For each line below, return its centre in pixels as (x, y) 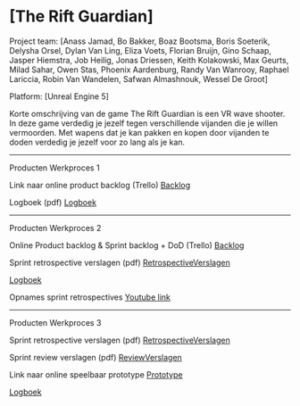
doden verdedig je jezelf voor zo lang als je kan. (97, 142)
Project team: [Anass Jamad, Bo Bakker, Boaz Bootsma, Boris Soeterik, (140, 41)
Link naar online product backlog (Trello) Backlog (100, 185)
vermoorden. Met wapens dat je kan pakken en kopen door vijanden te (139, 132)
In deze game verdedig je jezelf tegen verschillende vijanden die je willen (144, 123)
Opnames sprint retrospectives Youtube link (90, 297)
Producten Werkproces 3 (55, 322)
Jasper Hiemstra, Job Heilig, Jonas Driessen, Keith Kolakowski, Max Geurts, (149, 60)
